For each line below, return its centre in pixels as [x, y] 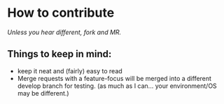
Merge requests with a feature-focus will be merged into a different [114, 78]
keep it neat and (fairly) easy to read [70, 70]
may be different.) [43, 93]
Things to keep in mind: [59, 54]
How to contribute [61, 13]
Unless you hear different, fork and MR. [64, 32]
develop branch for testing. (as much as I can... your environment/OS [117, 86]
